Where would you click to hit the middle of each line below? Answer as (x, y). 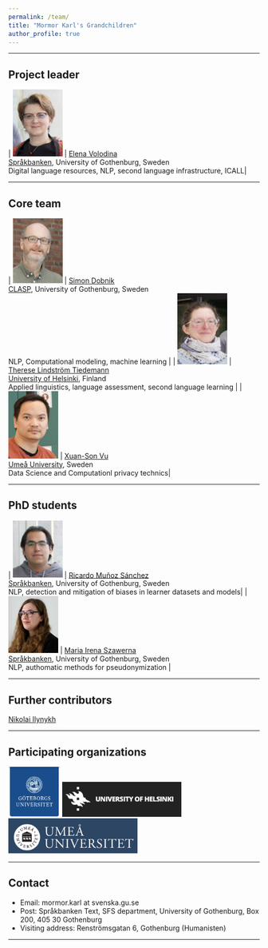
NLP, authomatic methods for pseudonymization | (90, 667)
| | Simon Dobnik (61, 281)
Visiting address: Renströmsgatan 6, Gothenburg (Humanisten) (123, 928)
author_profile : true (44, 34)
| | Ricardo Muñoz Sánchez (79, 575)
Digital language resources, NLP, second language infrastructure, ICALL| (128, 171)
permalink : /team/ (39, 17)
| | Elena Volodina (63, 154)
